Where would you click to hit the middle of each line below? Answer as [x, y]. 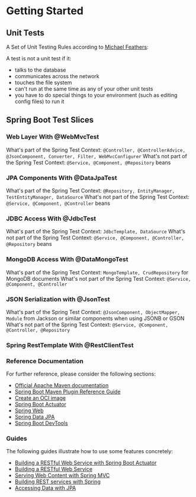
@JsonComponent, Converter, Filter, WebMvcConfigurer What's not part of [97, 156]
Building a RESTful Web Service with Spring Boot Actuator [86, 463]
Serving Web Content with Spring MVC [62, 476]
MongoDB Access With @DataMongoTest [67, 259]
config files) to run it [39, 101]
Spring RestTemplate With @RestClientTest [70, 345]
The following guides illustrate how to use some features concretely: [90, 451]
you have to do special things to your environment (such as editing [96, 95]
